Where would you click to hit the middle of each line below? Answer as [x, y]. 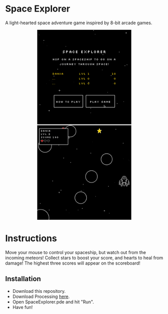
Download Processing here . [41, 296]
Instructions [31, 239]
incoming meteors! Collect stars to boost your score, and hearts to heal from [84, 258]
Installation [23, 279]
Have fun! [23, 307]
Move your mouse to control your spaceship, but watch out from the [76, 252]
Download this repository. [39, 291]
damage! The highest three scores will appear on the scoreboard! [73, 263]
